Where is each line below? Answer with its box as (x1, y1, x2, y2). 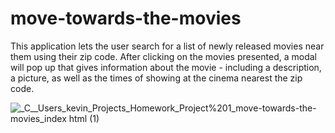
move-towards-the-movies (10, 7, 242, 30)
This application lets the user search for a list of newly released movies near (10, 40, 325, 52)
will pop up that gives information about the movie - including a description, (10, 61, 322, 73)
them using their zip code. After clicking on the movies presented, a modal (10, 50, 317, 62)
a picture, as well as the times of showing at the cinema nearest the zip (10, 72, 303, 84)
